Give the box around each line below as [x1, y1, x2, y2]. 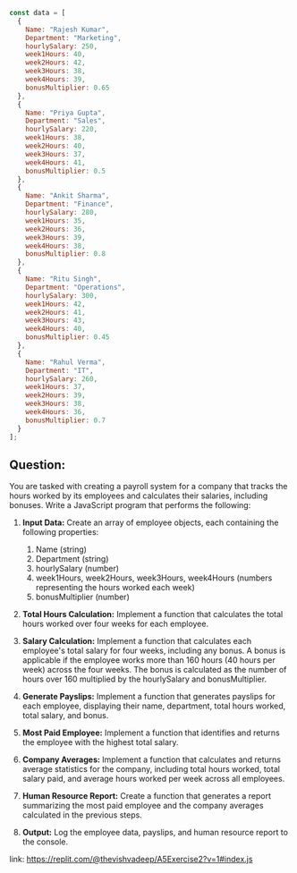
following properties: [21, 527, 99, 538]
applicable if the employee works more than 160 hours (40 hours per [21, 655, 276, 665]
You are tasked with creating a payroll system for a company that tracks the [9, 481, 288, 492]
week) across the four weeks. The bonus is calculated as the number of [21, 665, 287, 675]
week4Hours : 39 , [25, 75, 87, 84]
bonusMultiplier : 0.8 [25, 250, 106, 259]
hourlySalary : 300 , [25, 291, 98, 300]
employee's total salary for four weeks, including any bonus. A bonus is [21, 645, 286, 657]
